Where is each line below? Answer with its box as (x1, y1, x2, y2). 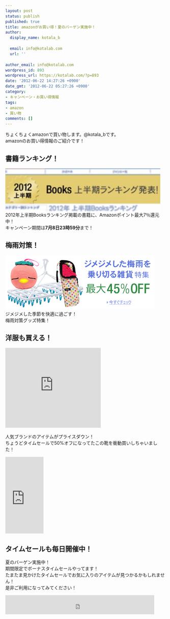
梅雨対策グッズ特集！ (5, 317, 50, 323)
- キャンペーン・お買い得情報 (5, 95, 60, 100)
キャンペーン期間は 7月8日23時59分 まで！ (5, 224, 94, 231)
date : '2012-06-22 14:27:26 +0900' (5, 78, 81, 84)
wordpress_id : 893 (5, 67, 44, 73)
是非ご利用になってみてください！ (5, 585, 76, 591)
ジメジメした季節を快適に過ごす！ (5, 311, 77, 317)
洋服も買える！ (5, 334, 52, 342)
